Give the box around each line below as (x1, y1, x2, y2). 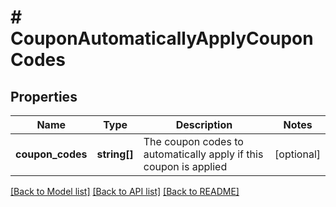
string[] (96, 147, 134, 161)
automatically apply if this (143, 147, 264, 161)
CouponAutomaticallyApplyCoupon (10, 27, 314, 50)
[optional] (274, 147, 321, 161)
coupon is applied (143, 160, 228, 173)
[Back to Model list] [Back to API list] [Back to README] (10, 186, 240, 197)
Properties (10, 88, 78, 105)
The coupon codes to (143, 135, 244, 148)
